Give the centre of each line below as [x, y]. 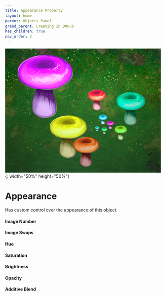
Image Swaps [19, 233]
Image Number [21, 221]
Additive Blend [21, 289]
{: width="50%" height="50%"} [37, 176]
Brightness [17, 267]
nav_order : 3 [19, 37]
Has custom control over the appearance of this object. [61, 210]
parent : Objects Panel [28, 21]
